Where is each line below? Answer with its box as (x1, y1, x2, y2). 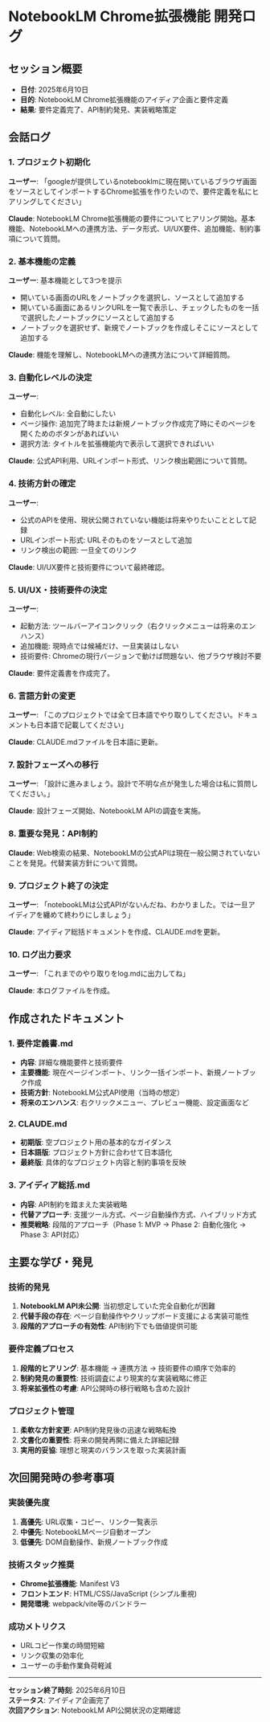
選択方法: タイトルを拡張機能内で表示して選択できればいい (19, 439, 215, 448)
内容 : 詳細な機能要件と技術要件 (19, 1057, 123, 1067)
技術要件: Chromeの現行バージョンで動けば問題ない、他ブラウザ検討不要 (19, 651, 262, 661)
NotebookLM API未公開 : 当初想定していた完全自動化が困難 (19, 1301, 215, 1311)
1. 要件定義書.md (8, 1037, 74, 1049)
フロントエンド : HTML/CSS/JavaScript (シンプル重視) (19, 1589, 198, 1598)
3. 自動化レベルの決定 (8, 371, 92, 382)
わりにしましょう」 (71, 910, 135, 920)
